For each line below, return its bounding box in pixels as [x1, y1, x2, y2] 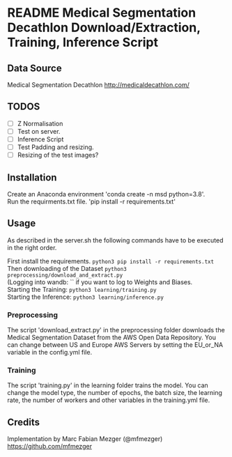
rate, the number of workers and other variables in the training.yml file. [7, 396, 210, 405]
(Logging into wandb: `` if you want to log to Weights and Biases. [7, 277, 193, 286]
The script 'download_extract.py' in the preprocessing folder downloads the [7, 326, 225, 334]
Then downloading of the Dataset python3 [7, 264, 127, 272]
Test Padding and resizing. [17, 143, 94, 151]
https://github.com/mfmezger [7, 442, 93, 451]
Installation [7, 171, 57, 183]
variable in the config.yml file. [7, 348, 93, 357]
